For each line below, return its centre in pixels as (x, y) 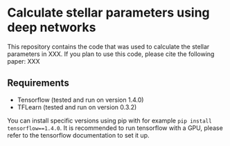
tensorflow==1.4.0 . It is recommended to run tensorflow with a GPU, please (115, 128)
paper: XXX (24, 61)
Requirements (38, 83)
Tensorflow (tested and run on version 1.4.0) (80, 100)
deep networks (52, 27)
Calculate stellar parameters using (108, 13)
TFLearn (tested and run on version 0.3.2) (77, 107)
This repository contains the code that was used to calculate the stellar (108, 46)
